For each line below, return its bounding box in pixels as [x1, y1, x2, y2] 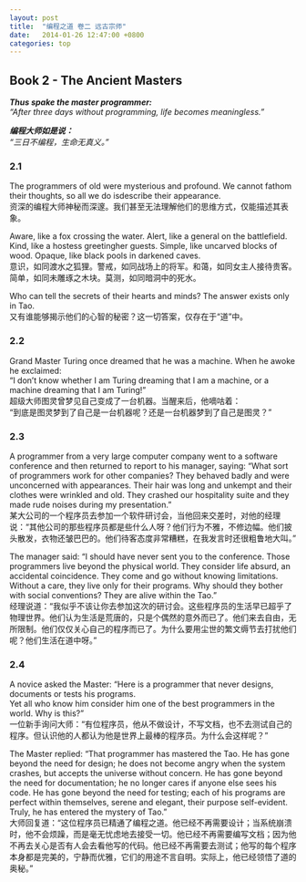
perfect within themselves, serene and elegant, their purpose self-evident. [9, 797, 289, 808]
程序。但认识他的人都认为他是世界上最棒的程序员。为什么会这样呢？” [9, 731, 269, 742]
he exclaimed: [9, 365, 62, 376]
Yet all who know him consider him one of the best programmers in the [9, 699, 275, 710]
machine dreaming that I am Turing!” [9, 384, 147, 395]
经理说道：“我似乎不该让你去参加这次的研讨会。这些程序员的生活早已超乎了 [9, 600, 293, 611]
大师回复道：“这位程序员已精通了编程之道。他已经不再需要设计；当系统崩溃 [9, 817, 293, 828]
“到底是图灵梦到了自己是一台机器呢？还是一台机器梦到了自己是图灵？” [9, 407, 272, 418]
